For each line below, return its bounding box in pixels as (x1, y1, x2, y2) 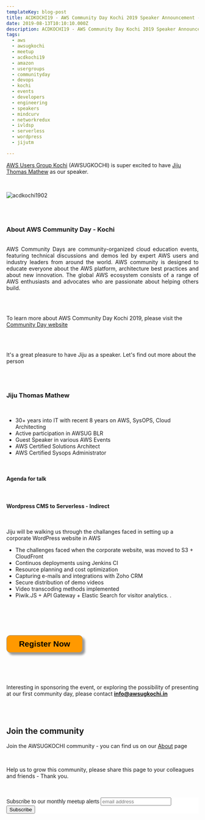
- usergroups (12, 65, 45, 72)
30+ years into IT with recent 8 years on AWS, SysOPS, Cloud (15, 417, 171, 424)
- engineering (12, 99, 48, 106)
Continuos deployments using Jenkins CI (15, 559, 119, 566)
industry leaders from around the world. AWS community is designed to (6, 259, 199, 266)
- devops (12, 77, 34, 83)
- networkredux (12, 117, 51, 123)
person (6, 358, 24, 365)
